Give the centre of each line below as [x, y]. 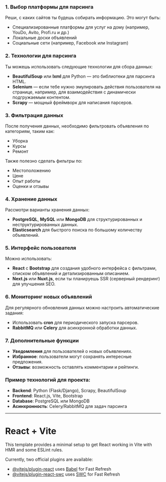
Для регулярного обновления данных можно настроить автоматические [82, 307]
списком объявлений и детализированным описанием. [71, 273]
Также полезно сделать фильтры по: [44, 161]
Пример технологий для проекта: [48, 380]
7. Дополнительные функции [42, 341]
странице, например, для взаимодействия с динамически [74, 92]
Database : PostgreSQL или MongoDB [51, 401]
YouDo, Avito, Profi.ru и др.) [41, 33]
